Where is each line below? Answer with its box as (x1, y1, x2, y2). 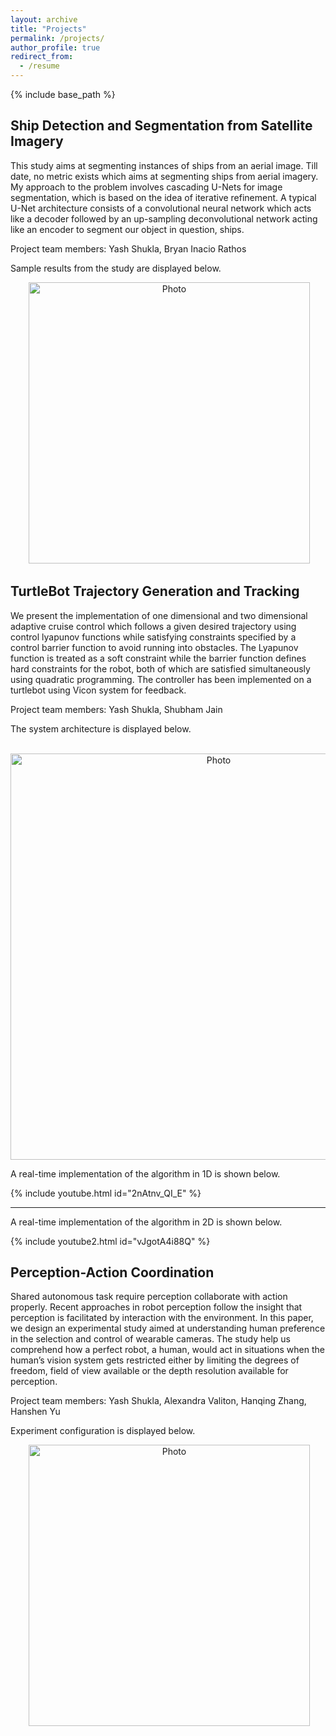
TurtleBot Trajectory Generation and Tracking (10, 583, 300, 600)
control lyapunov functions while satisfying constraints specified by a (10, 631, 297, 643)
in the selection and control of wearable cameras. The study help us (10, 1333, 291, 1345)
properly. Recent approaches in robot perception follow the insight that (10, 1301, 303, 1313)
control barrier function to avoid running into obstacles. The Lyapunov (10, 641, 299, 653)
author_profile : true (10, 42, 101, 53)
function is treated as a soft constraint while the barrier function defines (10, 652, 307, 664)
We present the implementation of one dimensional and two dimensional (10, 609, 308, 621)
